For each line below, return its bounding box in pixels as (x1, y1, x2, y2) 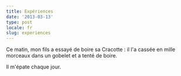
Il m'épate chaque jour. (6, 63, 61, 70)
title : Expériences (6, 8, 54, 15)
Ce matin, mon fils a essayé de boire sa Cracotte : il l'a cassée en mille (6, 46, 176, 53)
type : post (6, 19, 33, 25)
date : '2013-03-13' (6, 14, 54, 20)
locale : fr (6, 24, 33, 31)
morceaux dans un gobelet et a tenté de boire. (6, 52, 118, 59)
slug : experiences (6, 30, 51, 36)
